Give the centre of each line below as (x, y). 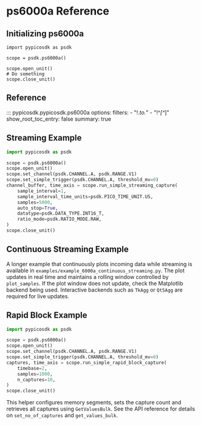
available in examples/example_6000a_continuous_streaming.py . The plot (96, 270)
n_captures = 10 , (36, 380)
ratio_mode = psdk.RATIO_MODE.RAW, (60, 219)
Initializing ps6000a (45, 34)
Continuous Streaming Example (67, 249)
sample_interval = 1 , (42, 191)
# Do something (26, 74)
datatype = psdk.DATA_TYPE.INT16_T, (61, 213)
